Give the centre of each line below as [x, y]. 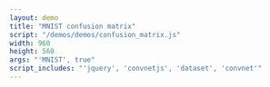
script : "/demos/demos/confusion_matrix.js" [95, 34]
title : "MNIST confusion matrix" [73, 26]
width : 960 [30, 43]
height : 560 [32, 52]
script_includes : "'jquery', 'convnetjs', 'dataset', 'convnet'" [135, 69]
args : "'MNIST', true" [52, 60]
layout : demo [34, 18]
